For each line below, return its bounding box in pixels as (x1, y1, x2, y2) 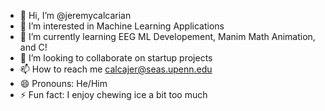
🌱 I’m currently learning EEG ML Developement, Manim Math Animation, (19, 31, 316, 42)
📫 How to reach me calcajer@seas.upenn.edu (19, 63, 213, 75)
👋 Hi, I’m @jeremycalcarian (19, 10, 132, 21)
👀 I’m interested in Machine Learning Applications (19, 20, 225, 32)
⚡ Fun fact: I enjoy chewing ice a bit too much (19, 89, 208, 100)
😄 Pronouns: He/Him (19, 78, 108, 89)
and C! (19, 41, 48, 53)
